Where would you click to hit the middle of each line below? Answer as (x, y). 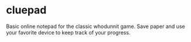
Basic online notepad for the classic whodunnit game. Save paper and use (96, 26)
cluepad (26, 10)
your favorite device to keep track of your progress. (68, 32)
